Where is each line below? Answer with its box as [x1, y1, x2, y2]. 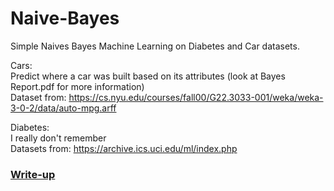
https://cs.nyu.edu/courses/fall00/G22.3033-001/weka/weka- [68, 91, 324, 103]
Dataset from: [10, 91, 67, 103]
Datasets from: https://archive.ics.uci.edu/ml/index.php [10, 142, 238, 154]
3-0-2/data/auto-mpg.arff [10, 102, 117, 114]
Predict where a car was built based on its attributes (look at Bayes [10, 70, 286, 82]
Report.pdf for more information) [10, 80, 145, 92]
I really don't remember [10, 132, 107, 144]
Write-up [10, 167, 56, 181]
